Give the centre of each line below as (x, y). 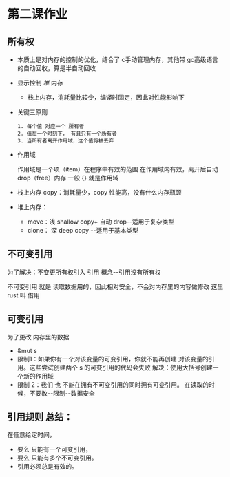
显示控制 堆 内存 (40, 83)
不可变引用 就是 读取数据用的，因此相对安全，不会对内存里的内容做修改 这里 (115, 286)
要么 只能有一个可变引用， (54, 449)
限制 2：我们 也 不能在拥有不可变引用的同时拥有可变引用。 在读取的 (113, 384)
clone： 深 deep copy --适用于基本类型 (83, 230)
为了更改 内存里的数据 (38, 337)
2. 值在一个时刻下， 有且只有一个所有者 (67, 134)
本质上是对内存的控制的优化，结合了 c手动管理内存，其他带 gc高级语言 (118, 60)
